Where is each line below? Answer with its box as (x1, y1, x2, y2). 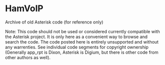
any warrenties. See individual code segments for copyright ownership (5, 44, 149, 50)
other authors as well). (5, 54, 51, 60)
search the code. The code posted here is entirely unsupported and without (5, 39, 159, 44)
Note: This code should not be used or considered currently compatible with (5, 28, 160, 34)
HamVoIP (5, 3, 43, 14)
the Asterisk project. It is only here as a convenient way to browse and (5, 34, 148, 40)
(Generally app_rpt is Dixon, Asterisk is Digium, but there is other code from (5, 49, 159, 55)
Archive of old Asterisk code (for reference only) (5, 19, 103, 25)
